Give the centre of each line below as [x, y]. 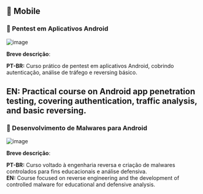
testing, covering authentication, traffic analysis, [102, 101]
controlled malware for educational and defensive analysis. [81, 185]
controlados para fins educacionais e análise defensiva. [77, 171]
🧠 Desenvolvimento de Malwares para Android [77, 128]
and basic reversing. [47, 111]
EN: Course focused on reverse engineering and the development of [93, 178]
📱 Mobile [24, 11]
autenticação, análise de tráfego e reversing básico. [72, 72]
